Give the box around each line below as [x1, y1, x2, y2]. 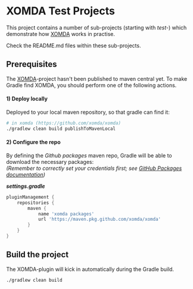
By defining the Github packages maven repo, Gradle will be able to [6, 151, 172, 159]
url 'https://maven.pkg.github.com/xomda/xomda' [38, 217, 161, 223]
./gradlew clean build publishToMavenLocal [6, 126, 116, 132]
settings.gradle [6, 182, 46, 190]
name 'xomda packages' [38, 211, 95, 217]
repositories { [17, 199, 55, 206]
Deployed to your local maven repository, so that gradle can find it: [6, 108, 170, 115]
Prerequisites [6, 59, 57, 69]
